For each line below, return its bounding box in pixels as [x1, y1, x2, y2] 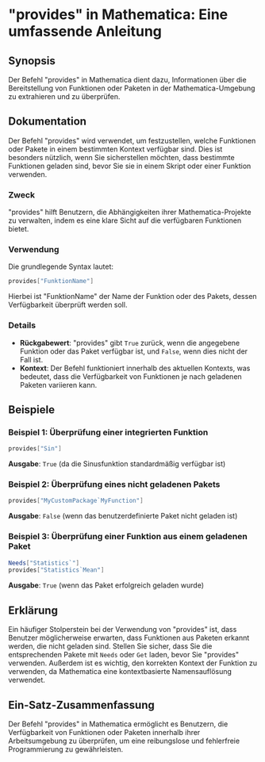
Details [8, 320, 36, 331]
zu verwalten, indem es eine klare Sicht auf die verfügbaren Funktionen [8, 216, 242, 225]
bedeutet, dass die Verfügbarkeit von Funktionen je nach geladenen [19, 371, 242, 381]
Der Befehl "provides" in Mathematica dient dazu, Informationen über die [8, 75, 248, 84]
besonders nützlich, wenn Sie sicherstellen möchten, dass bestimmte [8, 152, 236, 162]
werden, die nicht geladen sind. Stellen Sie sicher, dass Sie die [8, 641, 213, 651]
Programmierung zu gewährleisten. [8, 744, 124, 754]
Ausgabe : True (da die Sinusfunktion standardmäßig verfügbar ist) [8, 459, 226, 469]
